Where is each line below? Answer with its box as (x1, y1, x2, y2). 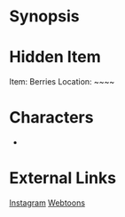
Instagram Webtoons (9, 197, 86, 208)
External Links (9, 168, 117, 189)
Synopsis (9, 6, 80, 27)
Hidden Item (9, 47, 102, 68)
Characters (9, 108, 94, 128)
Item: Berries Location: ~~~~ (9, 76, 115, 87)
